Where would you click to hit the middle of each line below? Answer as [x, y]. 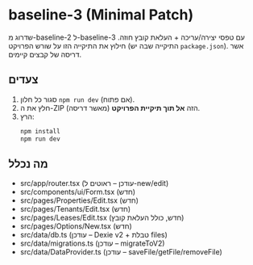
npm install [40, 131]
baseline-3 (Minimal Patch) [101, 15]
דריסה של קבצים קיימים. [45, 54]
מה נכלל [28, 164]
